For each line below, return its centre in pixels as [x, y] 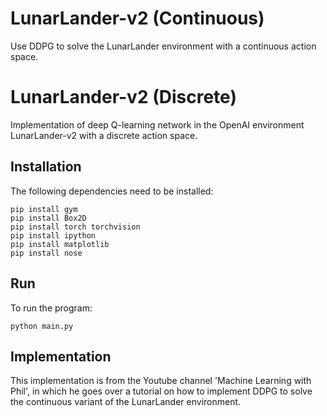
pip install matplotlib [60, 244]
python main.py [42, 326]
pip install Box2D [48, 218]
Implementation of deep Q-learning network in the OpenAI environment [157, 124]
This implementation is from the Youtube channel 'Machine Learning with [161, 381]
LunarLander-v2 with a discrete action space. [104, 135]
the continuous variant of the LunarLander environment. [126, 402]
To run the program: [51, 308]
